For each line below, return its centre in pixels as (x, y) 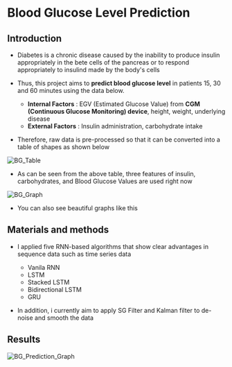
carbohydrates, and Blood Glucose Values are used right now (105, 181)
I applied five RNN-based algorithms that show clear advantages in (113, 246)
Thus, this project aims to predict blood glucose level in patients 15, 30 (119, 83)
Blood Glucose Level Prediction (99, 13)
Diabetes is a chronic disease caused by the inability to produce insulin (118, 55)
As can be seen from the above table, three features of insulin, (106, 174)
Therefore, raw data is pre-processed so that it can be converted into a (118, 139)
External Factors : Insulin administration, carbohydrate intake (115, 126)
